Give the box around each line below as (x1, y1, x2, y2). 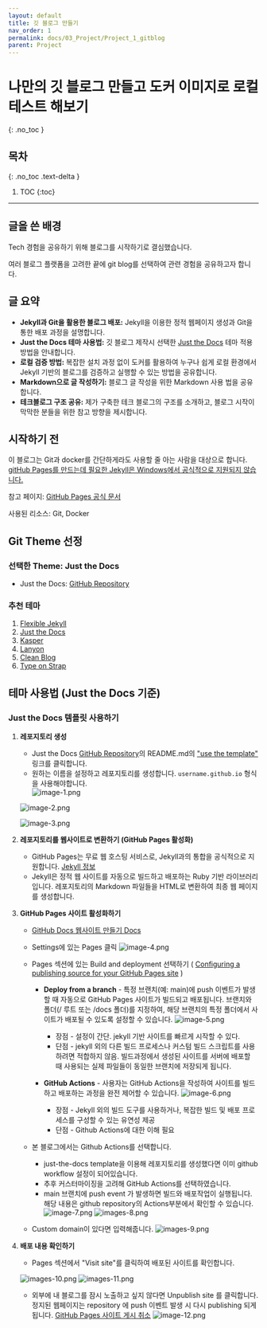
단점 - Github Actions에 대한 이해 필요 (55, 1125, 175, 1134)
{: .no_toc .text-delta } (8, 171, 80, 181)
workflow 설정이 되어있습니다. (43, 1169, 138, 1178)
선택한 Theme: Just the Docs (8, 560, 120, 571)
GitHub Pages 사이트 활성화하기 (19, 908, 122, 918)
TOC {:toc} (19, 186, 56, 196)
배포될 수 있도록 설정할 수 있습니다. (64, 1014, 173, 1024)
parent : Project (8, 41, 62, 49)
